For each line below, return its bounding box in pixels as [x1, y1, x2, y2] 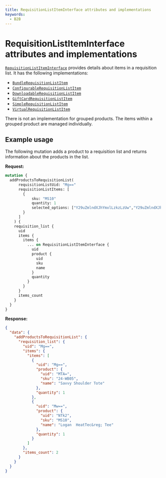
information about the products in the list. [5, 154, 89, 160]
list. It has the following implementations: [5, 70, 88, 76]
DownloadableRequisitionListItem [12, 91, 82, 96]
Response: [5, 316, 28, 322]
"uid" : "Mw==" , [36, 404, 68, 409]
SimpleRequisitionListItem [12, 102, 68, 107]
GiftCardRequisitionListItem [12, 96, 73, 102]
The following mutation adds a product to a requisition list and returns [5, 148, 147, 154]
